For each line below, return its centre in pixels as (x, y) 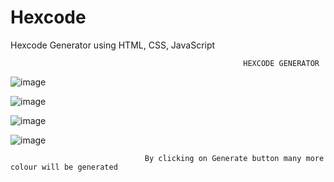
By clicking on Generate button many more (234, 158)
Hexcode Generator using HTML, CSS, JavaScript (113, 45)
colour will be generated (64, 167)
